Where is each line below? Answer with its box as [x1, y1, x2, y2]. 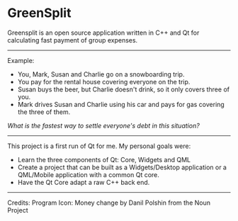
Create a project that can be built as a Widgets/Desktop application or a [17, 163, 227, 171]
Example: [7, 56, 35, 64]
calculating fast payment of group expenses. [7, 35, 138, 44]
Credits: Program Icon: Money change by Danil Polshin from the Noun [7, 198, 211, 207]
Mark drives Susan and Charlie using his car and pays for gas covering [17, 100, 225, 108]
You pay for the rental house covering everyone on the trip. [17, 77, 191, 86]
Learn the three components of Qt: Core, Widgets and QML [17, 155, 191, 164]
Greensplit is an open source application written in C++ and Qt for [7, 28, 200, 37]
